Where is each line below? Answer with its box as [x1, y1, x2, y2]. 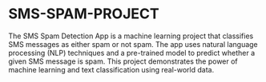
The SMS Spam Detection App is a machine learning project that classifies [8, 31, 254, 41]
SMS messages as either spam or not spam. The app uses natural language [8, 39, 258, 49]
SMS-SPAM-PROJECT [8, 5, 159, 23]
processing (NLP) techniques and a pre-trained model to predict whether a [8, 48, 256, 57]
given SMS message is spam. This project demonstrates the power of [8, 57, 238, 66]
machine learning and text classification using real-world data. [8, 64, 215, 74]
